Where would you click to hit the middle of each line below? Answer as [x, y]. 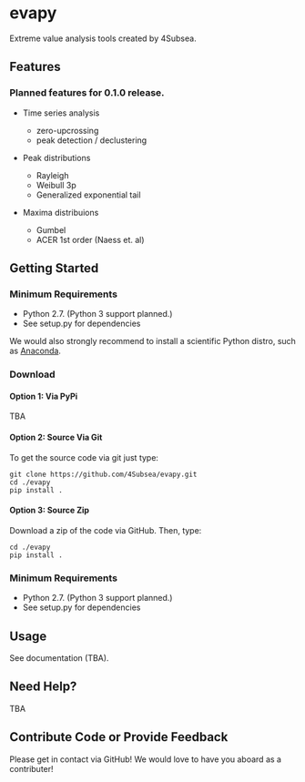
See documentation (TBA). [59, 657]
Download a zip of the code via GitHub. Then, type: [106, 530]
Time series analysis [61, 113]
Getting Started [54, 268]
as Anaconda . [36, 351]
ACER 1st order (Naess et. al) [90, 239]
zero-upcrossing [67, 130]
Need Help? [43, 687]
